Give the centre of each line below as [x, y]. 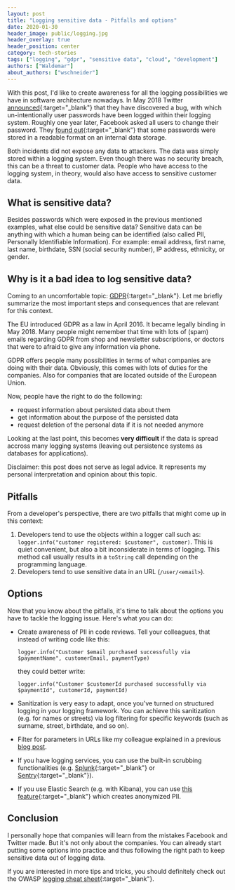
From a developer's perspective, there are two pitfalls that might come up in [117, 513]
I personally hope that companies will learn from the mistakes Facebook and [117, 835]
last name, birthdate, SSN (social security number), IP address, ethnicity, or [116, 249]
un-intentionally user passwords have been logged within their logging [109, 115]
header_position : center [43, 46]
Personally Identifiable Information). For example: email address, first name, [116, 242]
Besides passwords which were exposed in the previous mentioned [105, 220]
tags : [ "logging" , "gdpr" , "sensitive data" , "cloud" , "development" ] [113, 60]
